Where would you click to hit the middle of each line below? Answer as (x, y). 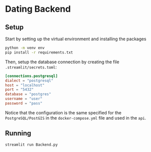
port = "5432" (20, 90)
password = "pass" (24, 103)
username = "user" (24, 99)
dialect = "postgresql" (29, 80)
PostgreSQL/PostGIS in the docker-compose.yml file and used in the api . (76, 118)
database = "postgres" (28, 94)
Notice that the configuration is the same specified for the (63, 113)
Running (18, 133)
